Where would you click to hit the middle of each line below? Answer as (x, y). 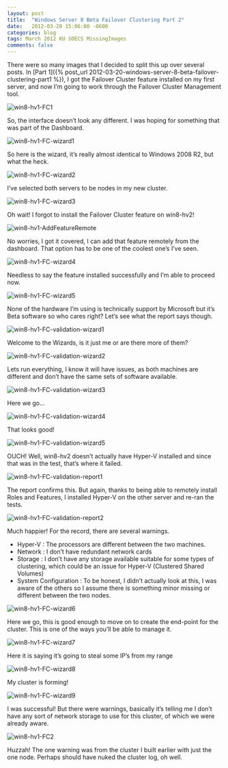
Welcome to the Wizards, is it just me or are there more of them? (98, 343)
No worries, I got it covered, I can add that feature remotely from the (103, 241)
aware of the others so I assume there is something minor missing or (113, 588)
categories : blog (32, 33)
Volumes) (30, 573)
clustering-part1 (30, 79)
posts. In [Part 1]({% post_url (47, 72)
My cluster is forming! (38, 682)
